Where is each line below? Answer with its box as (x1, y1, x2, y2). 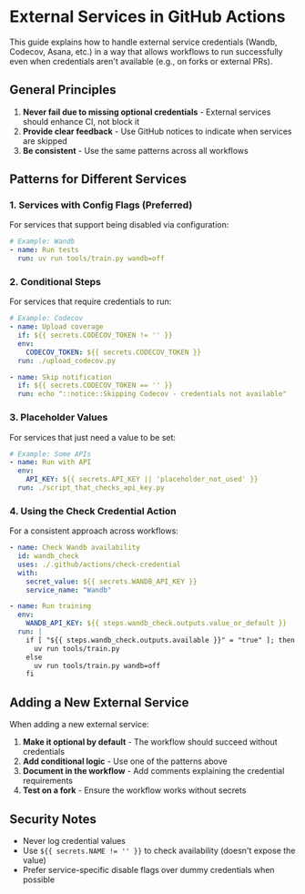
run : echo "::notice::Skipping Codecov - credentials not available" (17, 390, 287, 399)
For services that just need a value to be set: (9, 432, 176, 442)
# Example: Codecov (9, 314, 84, 323)
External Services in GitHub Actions (9, 6, 286, 27)
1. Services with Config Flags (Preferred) (9, 198, 193, 211)
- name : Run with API (9, 458, 92, 467)
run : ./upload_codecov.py (17, 356, 117, 365)
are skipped (22, 135, 68, 147)
